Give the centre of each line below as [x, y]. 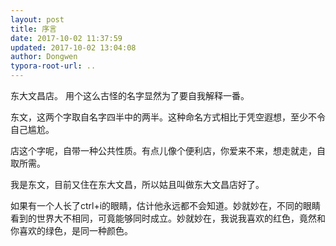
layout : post [37, 19]
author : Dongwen [44, 57]
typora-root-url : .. [53, 66]
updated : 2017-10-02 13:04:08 [73, 47]
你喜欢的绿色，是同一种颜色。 [71, 230]
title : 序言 [33, 29]
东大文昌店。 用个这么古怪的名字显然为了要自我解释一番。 [130, 95]
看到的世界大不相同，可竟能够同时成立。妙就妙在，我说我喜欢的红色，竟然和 [168, 218]
